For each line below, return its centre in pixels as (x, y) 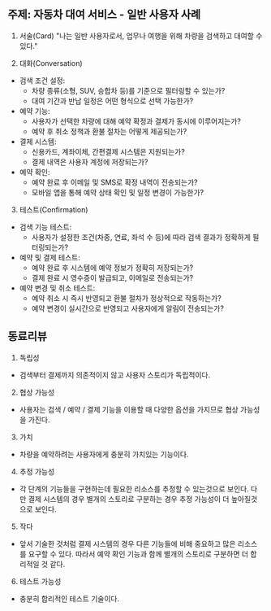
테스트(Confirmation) (54, 209)
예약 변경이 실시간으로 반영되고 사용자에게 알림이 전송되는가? (128, 308)
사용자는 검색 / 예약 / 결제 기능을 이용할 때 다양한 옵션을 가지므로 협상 (129, 409)
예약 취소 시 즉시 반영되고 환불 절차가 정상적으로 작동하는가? (127, 298)
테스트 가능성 (40, 581)
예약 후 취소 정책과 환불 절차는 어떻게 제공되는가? (109, 131)
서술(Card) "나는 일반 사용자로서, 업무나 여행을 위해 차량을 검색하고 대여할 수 (141, 36)
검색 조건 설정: (42, 81)
